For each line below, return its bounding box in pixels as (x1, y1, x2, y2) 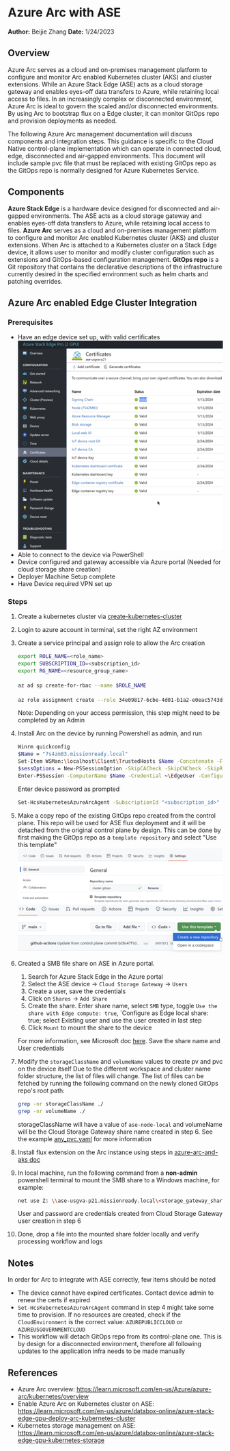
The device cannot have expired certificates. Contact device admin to (17, 1289, 214, 1297)
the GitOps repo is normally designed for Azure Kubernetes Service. (8, 166, 199, 174)
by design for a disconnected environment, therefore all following (17, 1340, 202, 1348)
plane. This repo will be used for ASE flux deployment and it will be (17, 818, 206, 827)
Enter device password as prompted (17, 785, 120, 793)
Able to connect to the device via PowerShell (17, 550, 144, 559)
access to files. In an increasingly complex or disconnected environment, (8, 95, 214, 103)
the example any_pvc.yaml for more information (17, 1134, 152, 1143)
